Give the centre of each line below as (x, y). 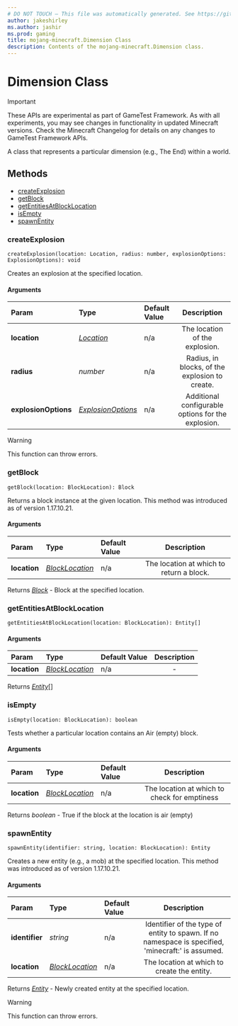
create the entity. (184, 971)
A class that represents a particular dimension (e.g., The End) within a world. (119, 151)
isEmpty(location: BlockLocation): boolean (73, 720)
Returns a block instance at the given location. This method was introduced (118, 500)
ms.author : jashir (34, 27)
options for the (203, 414)
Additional (202, 396)
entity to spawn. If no (183, 933)
